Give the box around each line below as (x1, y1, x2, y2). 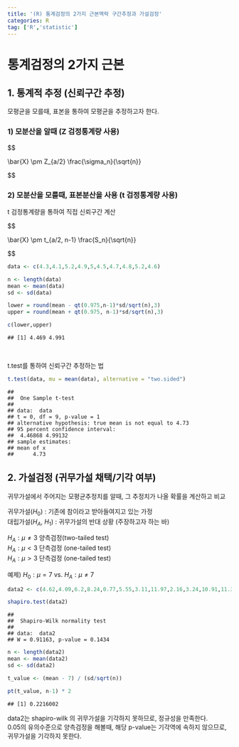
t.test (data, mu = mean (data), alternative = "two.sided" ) (7, 376, 186, 383)
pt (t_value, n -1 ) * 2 (7, 687, 72, 694)
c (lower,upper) (7, 322, 53, 329)
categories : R (7, 17, 50, 24)
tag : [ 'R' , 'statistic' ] (7, 23, 78, 31)
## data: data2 (7, 630, 55, 637)
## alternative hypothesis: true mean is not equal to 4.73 (7, 419, 190, 427)
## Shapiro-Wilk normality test (7, 618, 107, 625)
